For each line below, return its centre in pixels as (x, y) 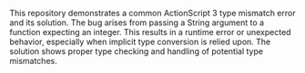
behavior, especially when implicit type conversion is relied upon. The (140, 41)
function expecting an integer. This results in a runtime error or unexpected (150, 32)
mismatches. (33, 61)
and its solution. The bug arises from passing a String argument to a (137, 23)
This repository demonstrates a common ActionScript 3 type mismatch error (152, 13)
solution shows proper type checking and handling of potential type (137, 51)
